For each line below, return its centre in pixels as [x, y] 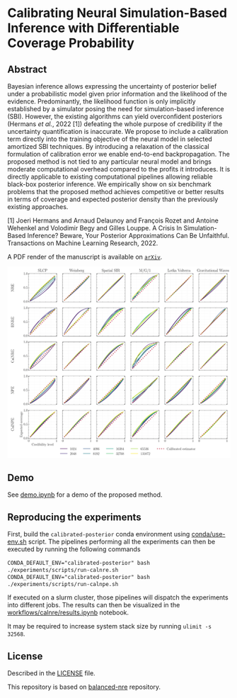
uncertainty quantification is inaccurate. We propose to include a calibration [118, 131]
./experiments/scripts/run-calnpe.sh [63, 585]
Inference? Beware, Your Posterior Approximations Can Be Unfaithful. [128, 236]
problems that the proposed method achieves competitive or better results [116, 192]
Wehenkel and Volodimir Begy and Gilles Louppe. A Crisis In [95, 228]
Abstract [27, 69]
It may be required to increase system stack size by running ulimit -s [110, 626]
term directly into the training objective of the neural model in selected [110, 139]
